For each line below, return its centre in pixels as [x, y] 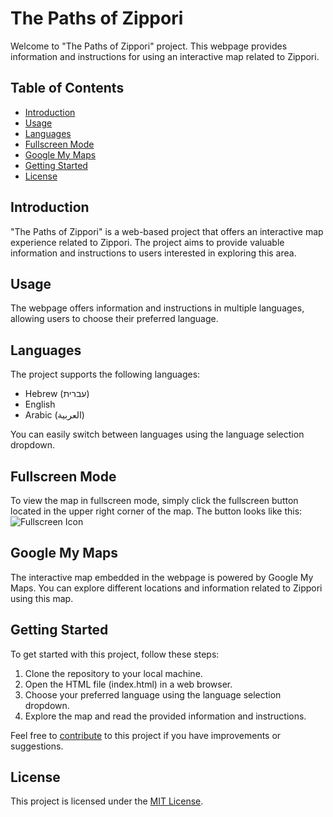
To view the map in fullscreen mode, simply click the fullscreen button [154, 500]
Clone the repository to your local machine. [113, 673]
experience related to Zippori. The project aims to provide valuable [147, 242]
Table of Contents [67, 88]
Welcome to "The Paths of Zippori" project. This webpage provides [149, 46]
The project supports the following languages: [105, 374]
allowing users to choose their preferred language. [114, 319]
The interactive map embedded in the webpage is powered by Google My [162, 577]
